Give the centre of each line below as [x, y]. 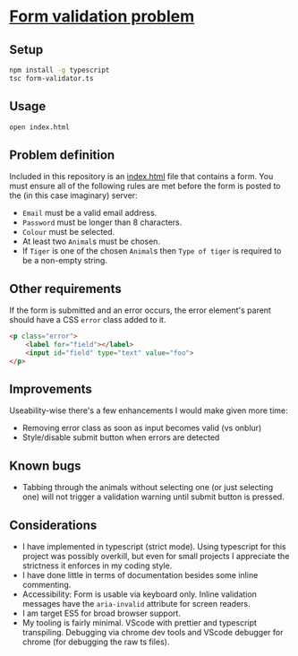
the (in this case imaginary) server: [73, 195]
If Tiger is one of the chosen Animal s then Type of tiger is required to [152, 251]
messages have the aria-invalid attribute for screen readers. [136, 604]
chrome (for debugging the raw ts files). [96, 642]
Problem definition [62, 155]
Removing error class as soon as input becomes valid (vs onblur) [142, 428]
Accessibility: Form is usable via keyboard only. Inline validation [140, 594]
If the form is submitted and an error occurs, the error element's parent [140, 310]
